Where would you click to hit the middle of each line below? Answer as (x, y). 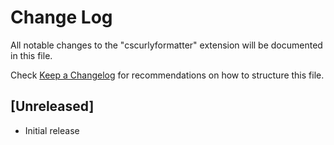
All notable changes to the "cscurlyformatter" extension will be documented (166, 45)
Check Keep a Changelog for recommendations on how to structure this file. (167, 75)
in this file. (31, 55)
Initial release (52, 130)
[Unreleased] (52, 106)
